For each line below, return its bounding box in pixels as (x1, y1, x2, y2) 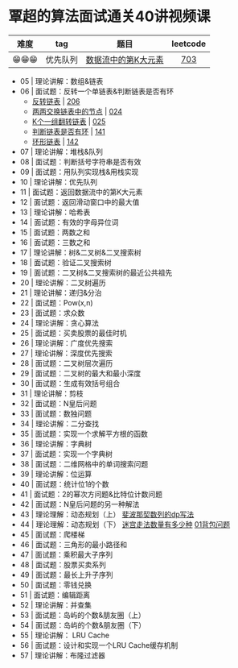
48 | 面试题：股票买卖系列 (19, 559, 107, 569)
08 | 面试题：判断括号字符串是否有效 (19, 156, 142, 166)
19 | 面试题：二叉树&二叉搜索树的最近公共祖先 (19, 268, 173, 277)
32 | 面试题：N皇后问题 (19, 398, 98, 408)
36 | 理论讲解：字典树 (19, 438, 92, 448)
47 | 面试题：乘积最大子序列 (19, 550, 113, 559)
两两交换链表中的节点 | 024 (31, 106, 123, 116)
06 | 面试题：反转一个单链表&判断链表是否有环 (19, 86, 174, 96)
